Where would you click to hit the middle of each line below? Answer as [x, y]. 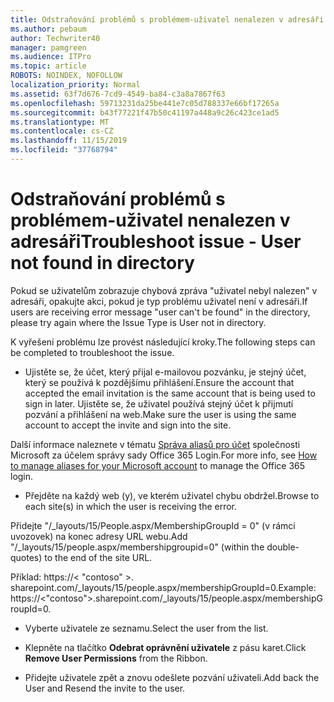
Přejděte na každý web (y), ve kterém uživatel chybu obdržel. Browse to [172, 495]
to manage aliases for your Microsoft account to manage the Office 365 [158, 465]
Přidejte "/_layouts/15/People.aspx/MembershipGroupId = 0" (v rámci [153, 525]
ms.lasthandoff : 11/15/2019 [69, 141]
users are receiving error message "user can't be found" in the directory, [160, 312]
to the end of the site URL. [98, 557]
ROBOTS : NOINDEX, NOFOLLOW [66, 76]
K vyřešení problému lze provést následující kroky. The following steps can [163, 342]
